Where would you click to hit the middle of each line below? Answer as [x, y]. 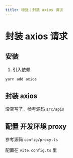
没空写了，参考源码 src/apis [35, 109]
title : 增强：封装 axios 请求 [34, 10]
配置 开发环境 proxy [36, 126]
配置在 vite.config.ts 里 [31, 150]
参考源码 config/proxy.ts [32, 139]
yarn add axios [21, 79]
